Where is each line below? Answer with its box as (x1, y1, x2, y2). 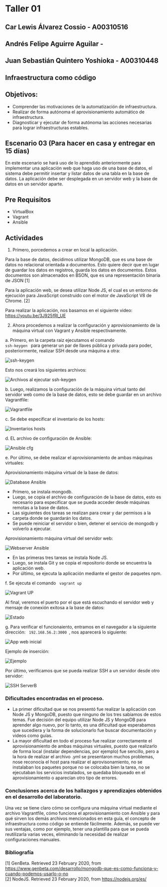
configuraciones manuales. (5, 836, 61, 842)
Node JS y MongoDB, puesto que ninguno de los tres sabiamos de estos (12, 712, 162, 718)
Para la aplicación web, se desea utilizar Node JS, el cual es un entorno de (5, 287, 158, 293)
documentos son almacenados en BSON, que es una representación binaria (5, 272, 161, 278)
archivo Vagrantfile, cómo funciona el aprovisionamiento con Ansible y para (5, 810, 160, 816)
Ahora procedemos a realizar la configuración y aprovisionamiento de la (12, 323, 160, 328)
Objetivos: (5, 90, 38, 99)
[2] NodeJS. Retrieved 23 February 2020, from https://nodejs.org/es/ (5, 876, 147, 882)
